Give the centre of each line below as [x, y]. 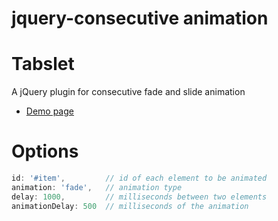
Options [45, 151]
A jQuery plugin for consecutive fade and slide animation [128, 92]
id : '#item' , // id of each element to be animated [139, 178]
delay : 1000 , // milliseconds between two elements [139, 197]
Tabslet [43, 64]
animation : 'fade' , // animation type [97, 187]
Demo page [49, 111]
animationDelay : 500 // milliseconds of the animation [130, 206]
